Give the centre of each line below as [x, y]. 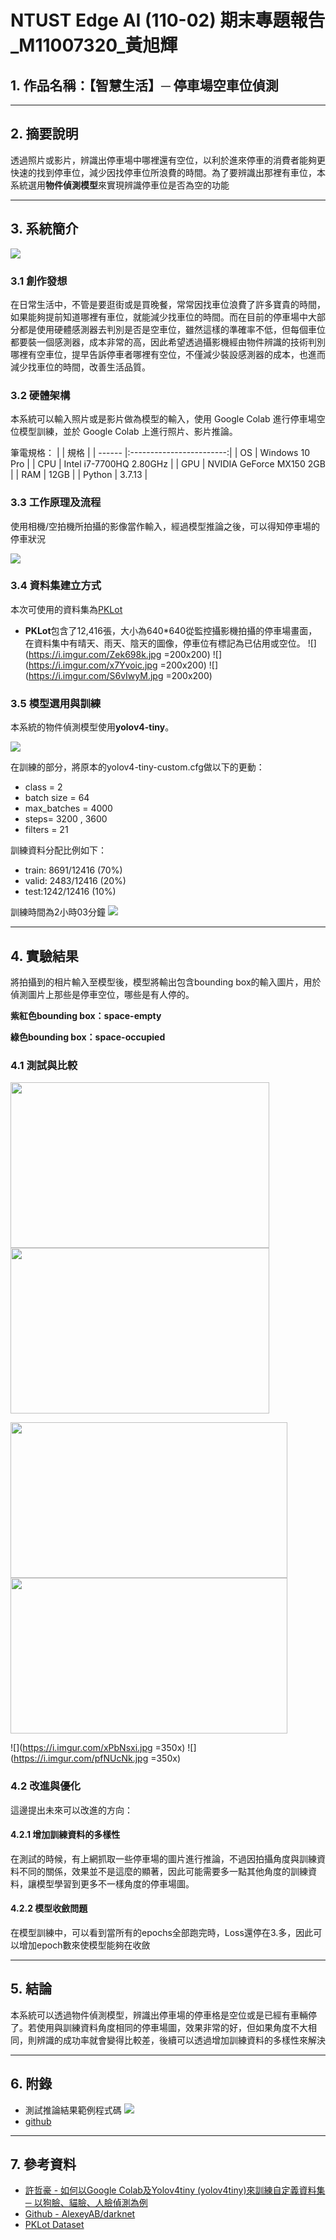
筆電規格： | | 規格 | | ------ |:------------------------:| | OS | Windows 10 [160, 453]
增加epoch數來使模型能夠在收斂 [84, 1945]
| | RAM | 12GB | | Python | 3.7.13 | [79, 475]
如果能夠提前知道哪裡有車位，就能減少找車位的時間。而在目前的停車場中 [159, 317]
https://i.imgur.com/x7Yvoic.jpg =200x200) [117, 665]
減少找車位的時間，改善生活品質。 [80, 367]
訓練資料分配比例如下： [58, 850]
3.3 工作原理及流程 [56, 503]
